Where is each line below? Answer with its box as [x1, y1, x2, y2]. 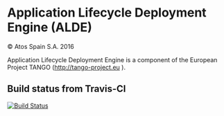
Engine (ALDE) [7, 19, 92, 35]
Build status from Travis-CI [7, 83, 126, 95]
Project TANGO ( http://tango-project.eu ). [7, 63, 126, 71]
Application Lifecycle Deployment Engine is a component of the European [7, 55, 218, 64]
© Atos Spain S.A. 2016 [7, 42, 74, 50]
